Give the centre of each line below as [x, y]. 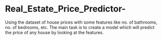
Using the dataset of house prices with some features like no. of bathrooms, [81, 22]
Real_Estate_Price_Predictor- [65, 9]
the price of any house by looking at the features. [54, 32]
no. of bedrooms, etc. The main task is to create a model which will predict [80, 27]
